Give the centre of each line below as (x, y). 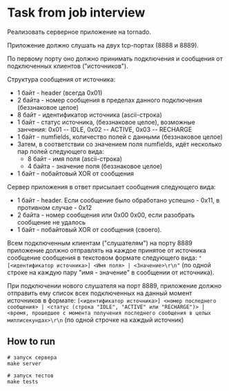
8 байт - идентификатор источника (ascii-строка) (89, 115)
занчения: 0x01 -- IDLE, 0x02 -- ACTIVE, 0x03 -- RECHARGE (104, 129)
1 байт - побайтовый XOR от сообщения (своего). (89, 229)
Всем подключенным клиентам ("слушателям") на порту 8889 (100, 242)
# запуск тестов (30, 375)
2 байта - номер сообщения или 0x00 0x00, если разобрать (106, 215)
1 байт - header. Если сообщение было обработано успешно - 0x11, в (118, 200)
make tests (23, 381)
